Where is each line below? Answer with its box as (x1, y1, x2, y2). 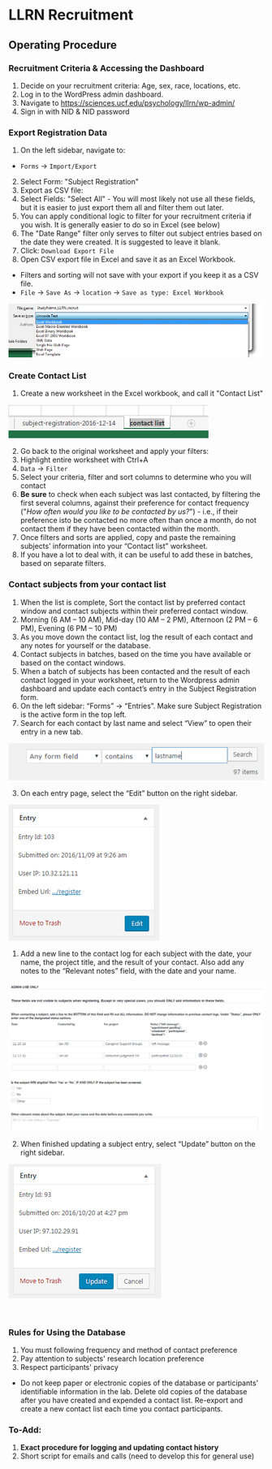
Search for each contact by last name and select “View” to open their (19, 718, 253, 728)
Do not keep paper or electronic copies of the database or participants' (19, 1378, 259, 1388)
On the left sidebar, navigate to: (19, 145, 126, 155)
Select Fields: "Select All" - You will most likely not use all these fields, (19, 194, 256, 204)
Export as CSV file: (19, 185, 84, 196)
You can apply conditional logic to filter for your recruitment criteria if (19, 211, 252, 221)
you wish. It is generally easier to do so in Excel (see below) (19, 220, 221, 230)
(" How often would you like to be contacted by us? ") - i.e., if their (19, 507, 239, 516)
